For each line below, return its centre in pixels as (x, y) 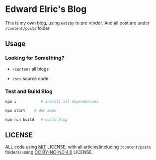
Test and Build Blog (29, 91)
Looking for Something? (35, 58)
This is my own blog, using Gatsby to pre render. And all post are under (78, 23)
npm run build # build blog (37, 120)
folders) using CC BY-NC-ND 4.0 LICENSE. (49, 152)
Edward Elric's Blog (46, 9)
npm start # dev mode (31, 110)
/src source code (30, 79)
